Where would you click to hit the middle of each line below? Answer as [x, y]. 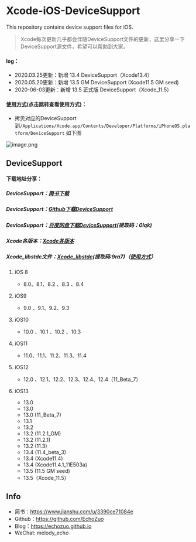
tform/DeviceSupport [39, 134]
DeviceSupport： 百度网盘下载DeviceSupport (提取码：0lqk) [79, 225]
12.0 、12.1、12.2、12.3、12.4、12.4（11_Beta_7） [82, 379]
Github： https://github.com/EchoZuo [59, 519]
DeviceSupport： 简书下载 [38, 193]
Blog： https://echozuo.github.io [53, 526]
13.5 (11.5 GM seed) [47, 471]
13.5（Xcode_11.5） [46, 478]
